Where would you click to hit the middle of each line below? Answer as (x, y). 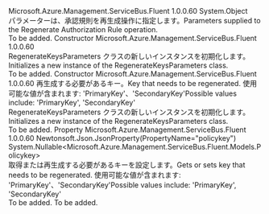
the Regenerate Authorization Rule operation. (83, 29)
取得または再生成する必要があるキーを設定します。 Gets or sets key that (127, 165)
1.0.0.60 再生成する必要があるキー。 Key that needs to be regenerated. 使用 (133, 83)
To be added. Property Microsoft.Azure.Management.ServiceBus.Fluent (127, 130)
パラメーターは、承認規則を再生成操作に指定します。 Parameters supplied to (134, 21)
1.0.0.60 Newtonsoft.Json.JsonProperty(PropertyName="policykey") (122, 138)
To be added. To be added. (53, 202)
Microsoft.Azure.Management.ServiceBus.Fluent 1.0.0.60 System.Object (128, 11)
